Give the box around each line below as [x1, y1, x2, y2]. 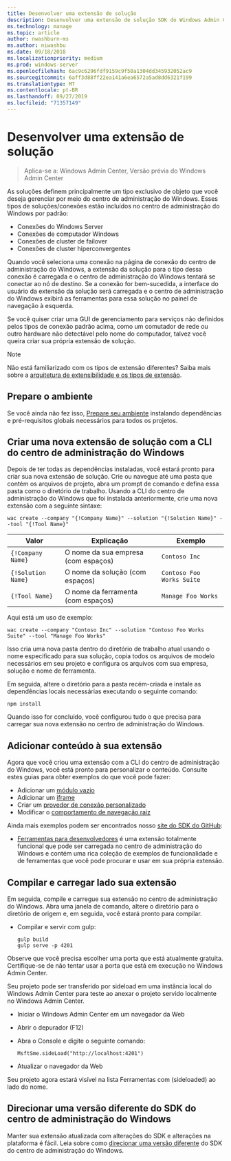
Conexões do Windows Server [16, 222, 104, 230]
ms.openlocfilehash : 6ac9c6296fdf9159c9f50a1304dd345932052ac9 [7, 67, 192, 74]
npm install [7, 701, 41, 708]
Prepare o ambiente [7, 391, 93, 402]
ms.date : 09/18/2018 [7, 49, 67, 56]
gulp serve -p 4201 [16, 942, 74, 949]
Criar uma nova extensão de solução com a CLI [7, 436, 212, 448]
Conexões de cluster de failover [16, 237, 108, 245]
